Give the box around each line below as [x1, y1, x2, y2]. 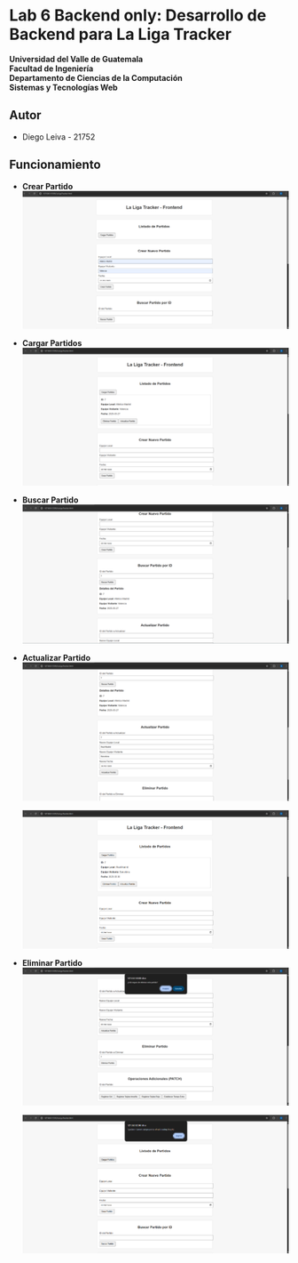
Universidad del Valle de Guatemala [9, 53, 144, 64]
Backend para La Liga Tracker [9, 24, 232, 44]
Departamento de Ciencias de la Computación [9, 72, 184, 83]
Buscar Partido [21, 495, 79, 505]
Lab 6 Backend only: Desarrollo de [9, 5, 267, 26]
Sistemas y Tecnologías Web [9, 82, 118, 93]
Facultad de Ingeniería [9, 63, 94, 74]
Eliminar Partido [21, 957, 82, 968]
